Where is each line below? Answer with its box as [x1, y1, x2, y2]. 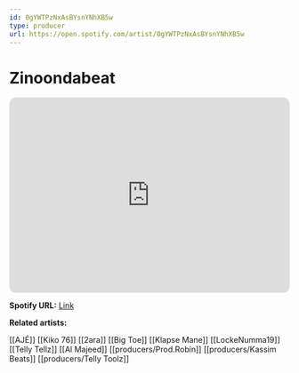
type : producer [9, 21, 66, 30]
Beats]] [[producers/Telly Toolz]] [9, 353, 130, 364]
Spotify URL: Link [9, 300, 75, 311]
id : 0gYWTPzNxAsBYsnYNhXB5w [9, 12, 114, 22]
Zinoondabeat [9, 67, 116, 88]
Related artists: [9, 317, 68, 329]
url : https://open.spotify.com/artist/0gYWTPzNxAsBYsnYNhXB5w [9, 29, 245, 38]
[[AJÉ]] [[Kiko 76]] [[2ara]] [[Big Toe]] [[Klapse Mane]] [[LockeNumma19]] [9, 335, 280, 345]
